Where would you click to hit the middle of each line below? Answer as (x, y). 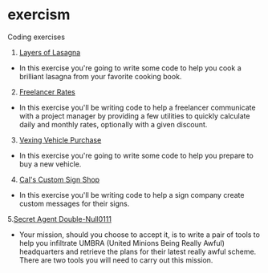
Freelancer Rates (47, 92)
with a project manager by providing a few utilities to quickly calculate (134, 116)
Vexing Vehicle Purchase (60, 140)
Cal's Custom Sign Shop (59, 179)
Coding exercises (37, 37)
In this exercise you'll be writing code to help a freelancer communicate (137, 107)
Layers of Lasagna (50, 52)
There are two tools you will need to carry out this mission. (116, 260)
